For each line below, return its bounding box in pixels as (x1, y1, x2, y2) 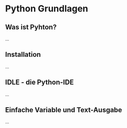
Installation (5, 50, 41, 59)
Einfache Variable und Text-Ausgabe (5, 106, 122, 115)
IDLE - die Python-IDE (5, 78, 74, 87)
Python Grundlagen (5, 3, 88, 14)
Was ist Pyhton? (5, 23, 57, 31)
